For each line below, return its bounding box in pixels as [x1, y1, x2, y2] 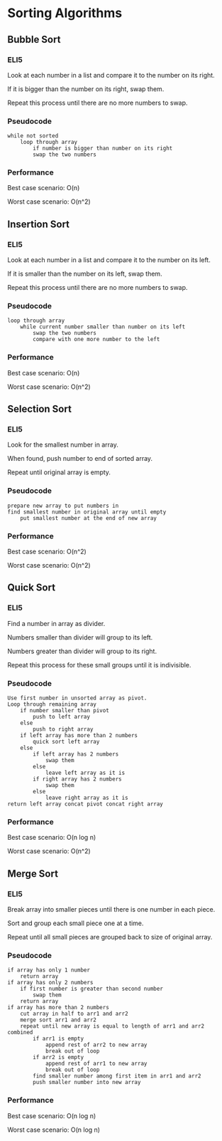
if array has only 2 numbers [7, 979, 94, 986]
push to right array [33, 726, 94, 733]
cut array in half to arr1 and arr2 [20, 1010, 129, 1018]
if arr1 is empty [33, 1035, 84, 1043]
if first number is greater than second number [20, 985, 163, 993]
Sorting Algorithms [7, 5, 123, 21]
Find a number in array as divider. [7, 619, 106, 627]
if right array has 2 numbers [33, 776, 122, 783]
